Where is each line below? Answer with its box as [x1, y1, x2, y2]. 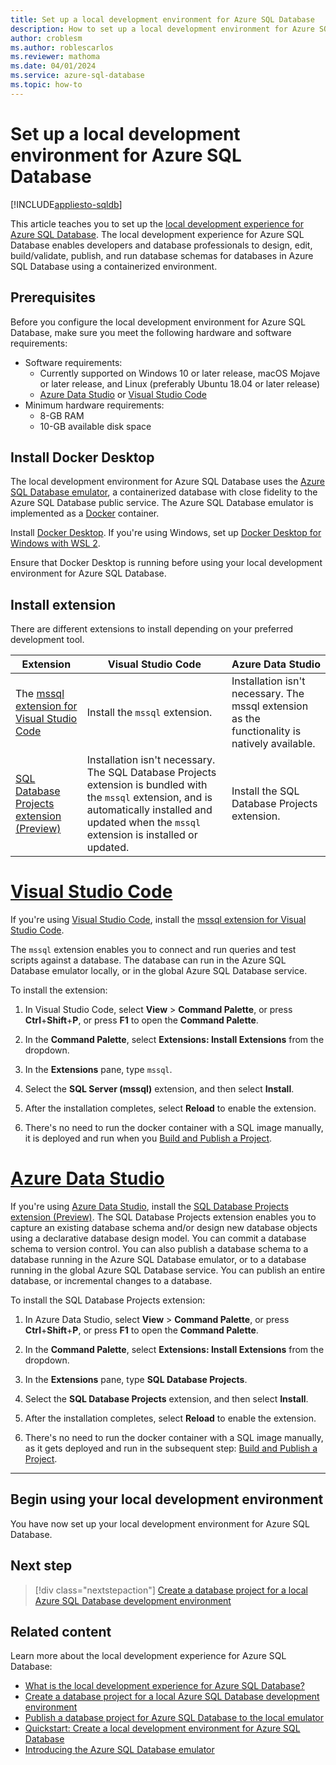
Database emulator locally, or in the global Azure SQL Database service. [10, 965, 308, 977]
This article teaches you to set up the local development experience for [10, 217, 304, 230]
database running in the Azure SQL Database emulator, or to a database [10, 1254, 307, 1265]
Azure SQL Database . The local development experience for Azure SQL [10, 228, 305, 240]
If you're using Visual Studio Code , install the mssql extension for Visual [10, 914, 307, 926]
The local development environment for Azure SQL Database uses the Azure [10, 476, 325, 488]
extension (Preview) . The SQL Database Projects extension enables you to [10, 1211, 317, 1223]
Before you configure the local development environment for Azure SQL [10, 316, 307, 328]
